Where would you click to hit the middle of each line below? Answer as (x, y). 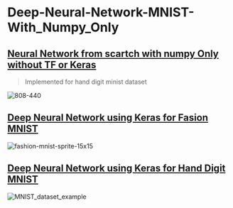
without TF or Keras (52, 65)
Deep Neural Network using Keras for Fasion (108, 118)
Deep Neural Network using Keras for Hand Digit (116, 169)
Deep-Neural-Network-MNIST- (101, 12)
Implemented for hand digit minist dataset (86, 82)
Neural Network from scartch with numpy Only (113, 54)
